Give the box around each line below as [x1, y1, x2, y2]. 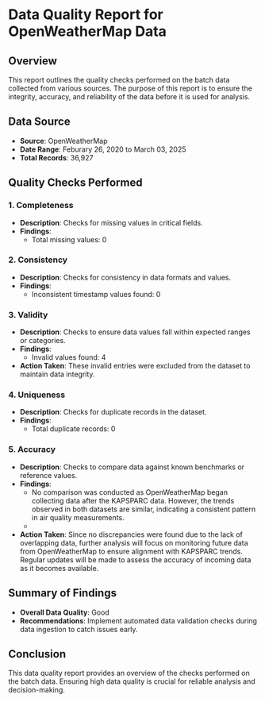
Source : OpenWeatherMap [19, 136, 109, 145]
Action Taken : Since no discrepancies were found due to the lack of [19, 530, 244, 539]
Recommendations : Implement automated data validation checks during [19, 615, 258, 625]
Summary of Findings [8, 586, 117, 600]
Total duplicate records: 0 [31, 424, 116, 434]
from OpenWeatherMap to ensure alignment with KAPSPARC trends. [19, 546, 244, 556]
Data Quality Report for [8, 6, 164, 24]
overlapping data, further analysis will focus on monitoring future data [19, 538, 248, 547]
